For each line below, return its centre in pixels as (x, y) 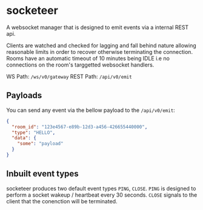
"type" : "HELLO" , (34, 133)
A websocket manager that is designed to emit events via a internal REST (98, 27)
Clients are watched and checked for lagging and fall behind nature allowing (101, 45)
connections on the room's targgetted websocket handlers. (80, 65)
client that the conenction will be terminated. (62, 201)
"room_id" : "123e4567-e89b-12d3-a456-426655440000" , (80, 127)
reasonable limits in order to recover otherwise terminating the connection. (99, 51)
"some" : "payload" (40, 144)
